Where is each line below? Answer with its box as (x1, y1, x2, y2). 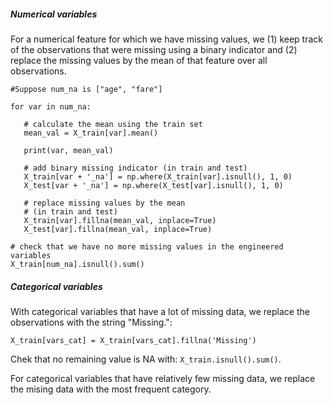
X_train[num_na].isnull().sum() (10, 259, 145, 269)
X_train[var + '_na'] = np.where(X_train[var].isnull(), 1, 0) (23, 171, 293, 182)
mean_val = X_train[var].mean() (23, 128, 159, 138)
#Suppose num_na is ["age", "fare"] (10, 84, 163, 94)
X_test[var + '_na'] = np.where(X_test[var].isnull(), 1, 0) (23, 180, 284, 190)
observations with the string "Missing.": (10, 316, 173, 328)
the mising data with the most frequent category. (10, 383, 212, 395)
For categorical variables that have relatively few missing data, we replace (10, 372, 316, 384)
